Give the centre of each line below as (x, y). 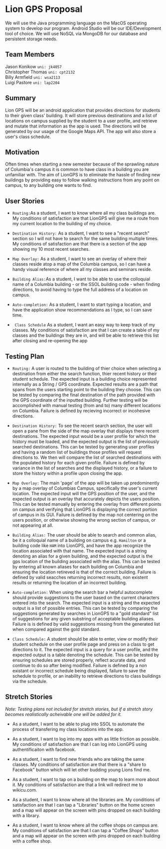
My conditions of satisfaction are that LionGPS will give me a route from (85, 218)
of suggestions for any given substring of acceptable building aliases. (83, 619)
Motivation (22, 152)
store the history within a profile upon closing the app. (67, 473)
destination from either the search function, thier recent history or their (84, 374)
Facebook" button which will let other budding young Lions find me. (82, 770)
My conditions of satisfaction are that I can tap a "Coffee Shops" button (85, 830)
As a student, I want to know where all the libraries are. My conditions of (86, 799)
